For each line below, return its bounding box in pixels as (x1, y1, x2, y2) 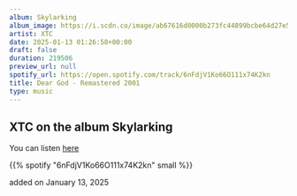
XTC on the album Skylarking (9, 119, 173, 134)
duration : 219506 (9, 54, 73, 63)
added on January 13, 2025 (9, 177, 110, 188)
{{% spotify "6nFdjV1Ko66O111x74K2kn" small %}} (9, 160, 193, 170)
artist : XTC (9, 29, 53, 38)
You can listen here (9, 143, 80, 154)
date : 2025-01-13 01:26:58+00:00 (9, 37, 133, 47)
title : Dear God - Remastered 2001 (9, 79, 141, 87)
